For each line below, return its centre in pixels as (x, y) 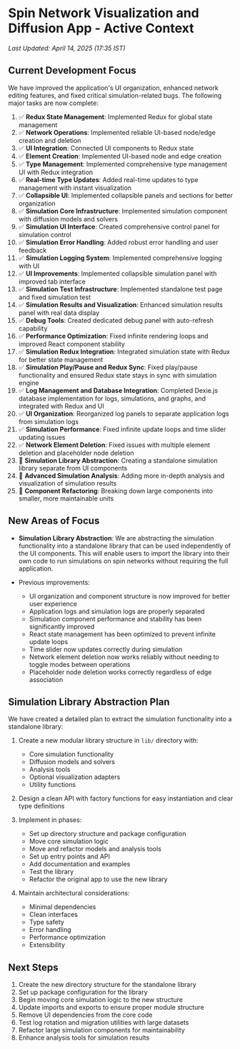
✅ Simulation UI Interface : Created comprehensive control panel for (119, 226)
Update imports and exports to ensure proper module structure (111, 1008)
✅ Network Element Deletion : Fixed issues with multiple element (114, 445)
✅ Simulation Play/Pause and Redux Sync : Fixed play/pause (108, 367)
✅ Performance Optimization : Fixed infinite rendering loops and (114, 336)
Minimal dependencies (62, 907)
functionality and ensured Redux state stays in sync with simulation (117, 375)
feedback (32, 250)
